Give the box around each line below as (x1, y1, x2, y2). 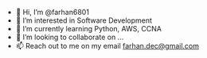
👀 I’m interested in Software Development (15, 16, 153, 25)
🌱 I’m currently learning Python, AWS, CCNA (15, 24, 162, 33)
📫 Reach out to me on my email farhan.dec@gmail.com (15, 42, 199, 50)
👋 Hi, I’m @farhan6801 (15, 8, 90, 16)
